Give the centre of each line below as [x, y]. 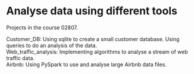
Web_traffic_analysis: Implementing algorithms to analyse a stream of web [97, 51]
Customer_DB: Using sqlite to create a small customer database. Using [93, 39]
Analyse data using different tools [92, 11]
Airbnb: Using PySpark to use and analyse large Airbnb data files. [86, 64]
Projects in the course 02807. [42, 27]
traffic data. [20, 58]
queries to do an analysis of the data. [51, 45]
